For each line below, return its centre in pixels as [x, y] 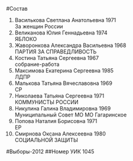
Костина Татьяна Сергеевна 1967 [57, 58]
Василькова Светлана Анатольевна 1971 [65, 20]
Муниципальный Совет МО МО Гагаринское [71, 115]
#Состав [17, 9]
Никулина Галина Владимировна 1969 [63, 108]
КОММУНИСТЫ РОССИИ [46, 102]
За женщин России [39, 26]
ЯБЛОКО [26, 39]
